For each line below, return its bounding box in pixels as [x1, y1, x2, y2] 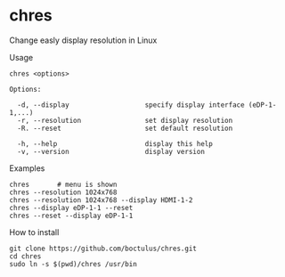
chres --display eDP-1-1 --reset [9, 203, 134, 212]
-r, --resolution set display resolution [17, 116, 233, 125]
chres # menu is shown [9, 180, 118, 189]
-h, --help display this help [17, 139, 214, 148]
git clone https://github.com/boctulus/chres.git [9, 244, 198, 253]
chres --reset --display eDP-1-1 [9, 211, 134, 220]
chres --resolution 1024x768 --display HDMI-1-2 [9, 195, 193, 205]
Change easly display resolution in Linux [9, 35, 158, 45]
